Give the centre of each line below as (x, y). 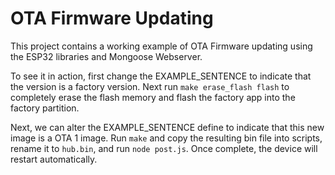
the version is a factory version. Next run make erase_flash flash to (150, 86)
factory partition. (45, 108)
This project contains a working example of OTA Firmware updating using (161, 46)
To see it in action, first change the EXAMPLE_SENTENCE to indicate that (161, 76)
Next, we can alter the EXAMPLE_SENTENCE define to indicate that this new (167, 127)
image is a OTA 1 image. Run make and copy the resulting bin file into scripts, (166, 138)
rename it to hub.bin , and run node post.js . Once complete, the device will (164, 148)
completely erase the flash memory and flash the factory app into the (153, 97)
